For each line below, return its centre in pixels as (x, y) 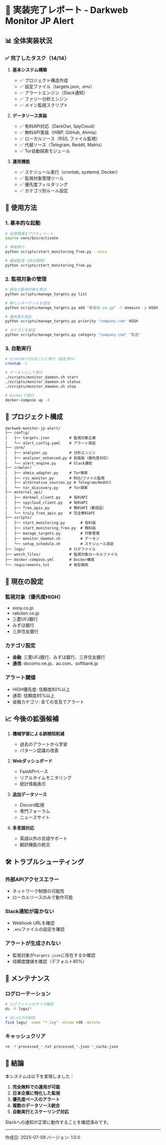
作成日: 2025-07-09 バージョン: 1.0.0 (43, 1137)
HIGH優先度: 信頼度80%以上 (41, 689)
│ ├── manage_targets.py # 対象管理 (52, 533)
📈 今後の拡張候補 (32, 718)
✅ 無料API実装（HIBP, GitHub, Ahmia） (60, 132)
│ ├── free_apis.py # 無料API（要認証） (56, 508)
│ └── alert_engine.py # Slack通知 (49, 463)
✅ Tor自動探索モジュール (45, 151)
